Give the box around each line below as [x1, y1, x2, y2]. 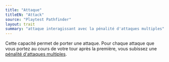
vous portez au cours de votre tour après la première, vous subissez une [5, 46, 157, 52]
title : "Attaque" [5, 7, 42, 13]
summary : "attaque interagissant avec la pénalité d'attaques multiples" [5, 26, 165, 32]
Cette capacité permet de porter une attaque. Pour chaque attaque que [5, 40, 155, 46]
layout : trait [5, 21, 36, 27]
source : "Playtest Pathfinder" [5, 17, 72, 22]
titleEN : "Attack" [5, 12, 44, 17]
